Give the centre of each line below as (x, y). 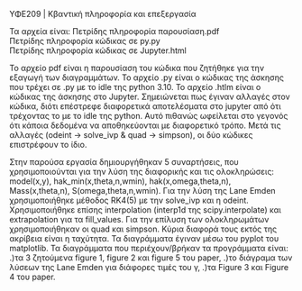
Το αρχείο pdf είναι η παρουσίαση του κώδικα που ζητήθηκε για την (137, 68)
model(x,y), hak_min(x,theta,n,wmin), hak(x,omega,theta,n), (120, 181)
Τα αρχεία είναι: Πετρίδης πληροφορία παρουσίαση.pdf (114, 31)
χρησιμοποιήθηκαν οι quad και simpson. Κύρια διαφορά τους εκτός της (143, 229)
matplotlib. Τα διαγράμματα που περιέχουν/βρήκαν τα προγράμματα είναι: (149, 248)
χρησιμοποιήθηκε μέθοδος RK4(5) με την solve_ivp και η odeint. (129, 200)
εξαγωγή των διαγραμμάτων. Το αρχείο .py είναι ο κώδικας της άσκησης (146, 77)
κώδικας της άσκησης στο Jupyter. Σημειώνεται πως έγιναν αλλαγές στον (150, 96)
